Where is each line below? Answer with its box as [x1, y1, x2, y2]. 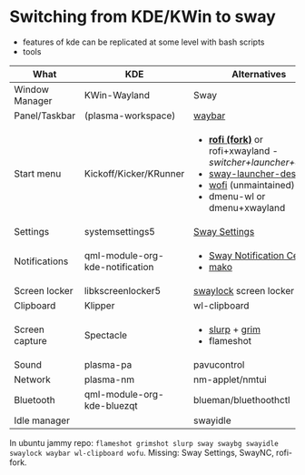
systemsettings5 [84, 225, 156, 237]
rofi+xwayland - [208, 144, 279, 157]
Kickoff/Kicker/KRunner [84, 167, 185, 179]
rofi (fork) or [208, 133, 263, 146]
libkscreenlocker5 [84, 284, 162, 297]
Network [14, 373, 52, 386]
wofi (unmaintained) [208, 178, 295, 191]
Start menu [14, 167, 62, 179]
